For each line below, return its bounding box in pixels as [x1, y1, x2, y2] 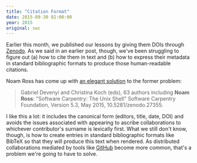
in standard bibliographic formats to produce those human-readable [6, 60, 171, 67]
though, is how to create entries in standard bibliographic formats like [6, 132, 175, 139]
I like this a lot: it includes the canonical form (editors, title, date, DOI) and [6, 113, 184, 120]
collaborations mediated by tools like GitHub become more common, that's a [6, 144, 192, 151]
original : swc [6, 25, 41, 31]
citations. [6, 66, 28, 74]
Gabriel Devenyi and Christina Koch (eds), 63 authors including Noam [20, 89, 190, 96]
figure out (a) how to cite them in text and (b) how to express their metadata [6, 54, 190, 61]
